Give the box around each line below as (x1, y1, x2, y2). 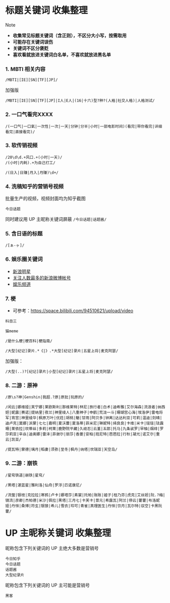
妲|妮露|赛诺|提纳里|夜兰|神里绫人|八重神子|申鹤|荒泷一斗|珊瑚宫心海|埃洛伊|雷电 (5, 410, 159, 415)
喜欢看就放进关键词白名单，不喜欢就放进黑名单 (12, 52, 111, 58)
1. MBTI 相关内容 (5, 65, 46, 72)
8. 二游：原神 (5, 382, 38, 389)
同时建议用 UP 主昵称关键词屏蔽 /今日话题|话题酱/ (5, 216, 107, 222)
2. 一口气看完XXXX (5, 111, 53, 118)
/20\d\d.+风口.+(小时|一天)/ (5, 155, 63, 160)
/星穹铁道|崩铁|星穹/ (5, 472, 45, 478)
